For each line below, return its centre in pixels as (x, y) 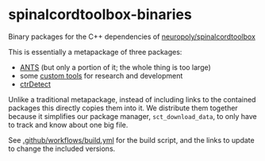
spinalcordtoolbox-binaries (100, 15)
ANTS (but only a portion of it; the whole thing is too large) (115, 67)
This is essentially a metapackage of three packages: (95, 52)
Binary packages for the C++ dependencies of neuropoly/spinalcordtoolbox (132, 36)
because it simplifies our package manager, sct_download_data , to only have (132, 116)
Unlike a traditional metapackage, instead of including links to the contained (132, 99)
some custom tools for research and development (101, 75)
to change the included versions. (62, 148)
